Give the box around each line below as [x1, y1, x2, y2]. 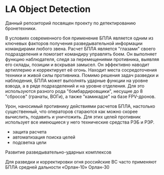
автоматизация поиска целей [12, 134, 76, 140]
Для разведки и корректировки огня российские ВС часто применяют [5, 158, 157, 164]
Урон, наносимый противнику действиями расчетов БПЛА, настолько [5, 103, 155, 109]
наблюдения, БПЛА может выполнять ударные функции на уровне [5, 77, 148, 83]
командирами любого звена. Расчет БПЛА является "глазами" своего [5, 45, 156, 51]
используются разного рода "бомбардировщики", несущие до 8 [5, 88, 143, 94]
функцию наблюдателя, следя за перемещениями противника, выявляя [5, 56, 159, 62]
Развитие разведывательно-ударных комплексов [5, 149, 111, 155]
